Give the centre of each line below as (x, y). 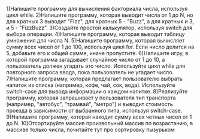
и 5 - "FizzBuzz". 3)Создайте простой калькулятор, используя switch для (99, 28)
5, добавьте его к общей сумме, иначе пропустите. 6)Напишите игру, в (97, 53)
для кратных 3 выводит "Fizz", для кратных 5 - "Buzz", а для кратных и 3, (100, 21)
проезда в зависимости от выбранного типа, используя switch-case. (94, 111)
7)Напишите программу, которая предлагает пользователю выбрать (94, 78)
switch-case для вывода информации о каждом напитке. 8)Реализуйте (97, 91)
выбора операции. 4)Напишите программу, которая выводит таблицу (96, 34)
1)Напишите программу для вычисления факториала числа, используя (97, 9)
